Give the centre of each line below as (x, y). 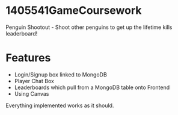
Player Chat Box (34, 81)
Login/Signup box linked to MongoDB (61, 74)
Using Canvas (32, 93)
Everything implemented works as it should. (60, 105)
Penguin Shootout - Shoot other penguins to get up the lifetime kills (89, 27)
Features (28, 58)
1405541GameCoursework (74, 11)
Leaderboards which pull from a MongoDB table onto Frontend (92, 87)
